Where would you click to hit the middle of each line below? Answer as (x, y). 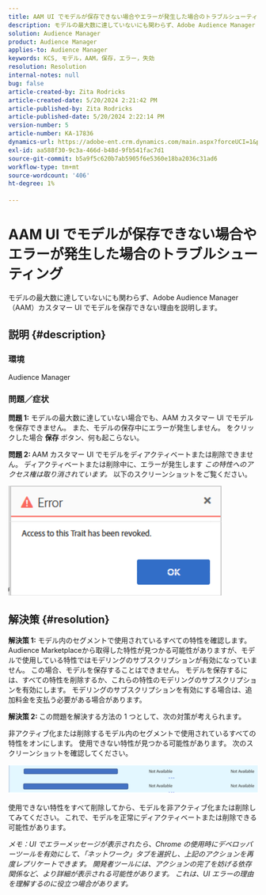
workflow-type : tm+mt (44, 167)
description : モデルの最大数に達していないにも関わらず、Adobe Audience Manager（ (135, 25)
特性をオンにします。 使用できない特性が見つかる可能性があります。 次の (127, 743)
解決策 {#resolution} (59, 620)
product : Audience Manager (53, 42)
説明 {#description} (57, 335)
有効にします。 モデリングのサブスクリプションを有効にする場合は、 (133, 689)
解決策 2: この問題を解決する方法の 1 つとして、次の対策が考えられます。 (127, 716)
